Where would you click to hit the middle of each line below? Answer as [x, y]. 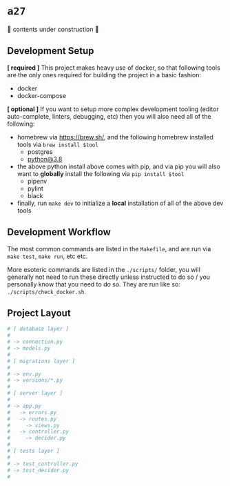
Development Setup [51, 51]
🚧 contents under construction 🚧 [53, 29]
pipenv [37, 181]
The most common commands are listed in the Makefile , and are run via [109, 249]
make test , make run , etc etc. [48, 256]
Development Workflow [59, 232]
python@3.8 [45, 159]
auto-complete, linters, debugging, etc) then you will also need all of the [109, 116]
